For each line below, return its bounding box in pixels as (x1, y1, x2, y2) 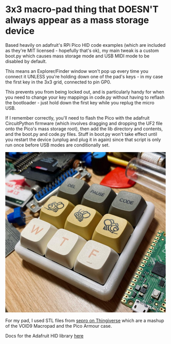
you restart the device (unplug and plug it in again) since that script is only (5, 136, 161, 142)
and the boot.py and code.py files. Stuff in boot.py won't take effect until (5, 131, 158, 137)
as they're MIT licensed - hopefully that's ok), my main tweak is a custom (5, 47, 159, 53)
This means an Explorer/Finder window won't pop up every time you (5, 68, 149, 74)
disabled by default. (5, 58, 47, 64)
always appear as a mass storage (5, 14, 149, 26)
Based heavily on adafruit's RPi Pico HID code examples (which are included (5, 42, 166, 48)
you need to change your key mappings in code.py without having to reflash (5, 94, 165, 100)
